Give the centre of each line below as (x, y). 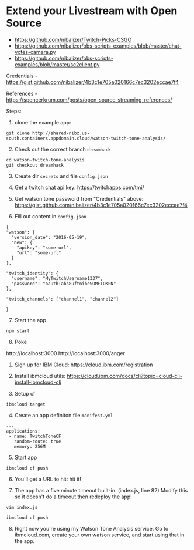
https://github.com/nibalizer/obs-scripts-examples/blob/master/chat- (98, 46)
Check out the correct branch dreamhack (63, 149)
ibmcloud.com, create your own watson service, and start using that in (99, 535)
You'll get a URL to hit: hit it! (48, 479)
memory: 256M (30, 446)
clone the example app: (43, 122)
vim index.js (22, 507)
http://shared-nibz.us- (61, 133)
